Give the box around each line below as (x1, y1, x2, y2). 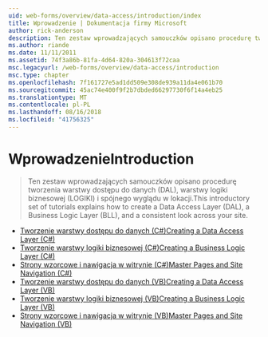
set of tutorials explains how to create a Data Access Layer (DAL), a (27, 201, 250, 212)
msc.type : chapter (8, 71, 69, 79)
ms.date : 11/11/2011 (8, 49, 77, 57)
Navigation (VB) (19, 319, 73, 328)
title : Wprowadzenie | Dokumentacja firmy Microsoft (8, 19, 187, 27)
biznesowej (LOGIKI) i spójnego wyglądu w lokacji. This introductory (27, 193, 250, 203)
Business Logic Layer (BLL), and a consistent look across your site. (27, 210, 249, 220)
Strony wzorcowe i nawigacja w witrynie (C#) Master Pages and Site (19, 260, 243, 269)
